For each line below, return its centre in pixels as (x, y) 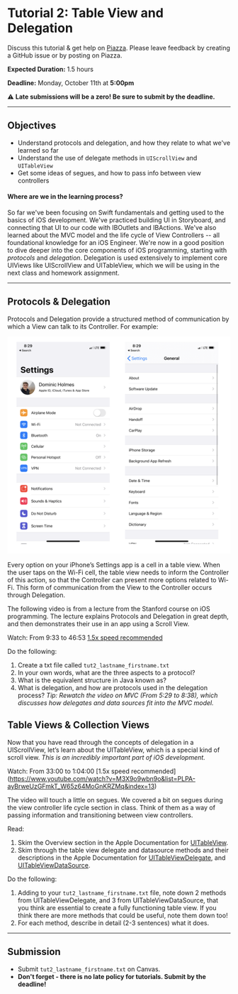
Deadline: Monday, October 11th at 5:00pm (71, 82)
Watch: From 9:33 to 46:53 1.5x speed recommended (85, 638)
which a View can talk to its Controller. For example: (83, 326)
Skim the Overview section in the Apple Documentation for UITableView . (123, 842)
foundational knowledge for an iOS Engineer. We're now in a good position (116, 242)
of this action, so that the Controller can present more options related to (112, 580)
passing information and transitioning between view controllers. (100, 815)
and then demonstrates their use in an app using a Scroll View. (98, 624)
